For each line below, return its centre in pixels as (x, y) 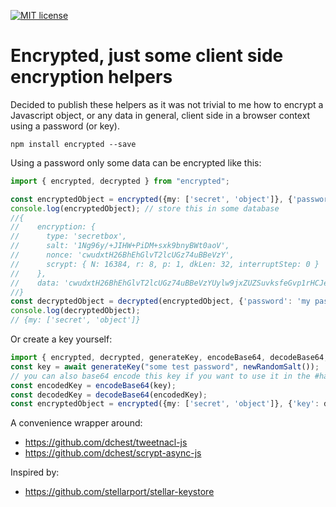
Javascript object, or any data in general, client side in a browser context (160, 115)
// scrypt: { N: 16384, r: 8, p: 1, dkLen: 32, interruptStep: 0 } (165, 264)
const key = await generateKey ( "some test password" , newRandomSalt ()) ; (165, 366)
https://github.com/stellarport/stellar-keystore (119, 492)
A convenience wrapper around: (76, 423)
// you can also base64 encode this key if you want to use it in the (160, 376)
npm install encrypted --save (73, 144)
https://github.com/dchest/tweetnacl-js (106, 442)
